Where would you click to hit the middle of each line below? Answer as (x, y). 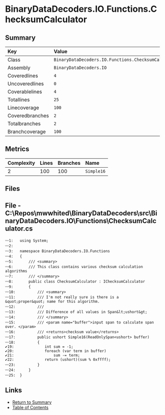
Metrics (17, 149)
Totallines (19, 100)
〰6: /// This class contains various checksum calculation (74, 267)
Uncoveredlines (26, 84)
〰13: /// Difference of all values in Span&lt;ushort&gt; (76, 312)
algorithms (16, 271)
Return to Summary (32, 402)
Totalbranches (24, 124)
